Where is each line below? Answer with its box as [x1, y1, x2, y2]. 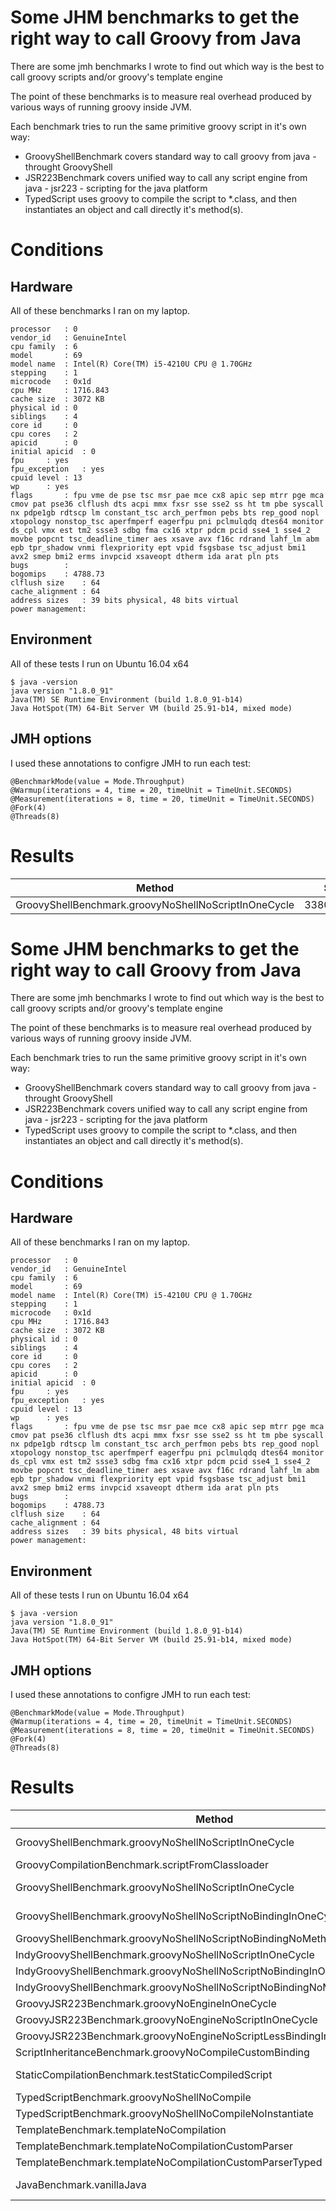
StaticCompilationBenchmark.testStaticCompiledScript [15, 2068, 273, 2081]
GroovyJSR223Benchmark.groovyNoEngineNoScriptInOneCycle [15, 2013, 318, 2026]
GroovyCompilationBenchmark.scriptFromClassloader [15, 1858, 269, 1871]
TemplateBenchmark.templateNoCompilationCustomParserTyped [15, 2156, 323, 2169]
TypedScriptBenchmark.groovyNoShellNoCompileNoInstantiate [15, 2107, 314, 2120]
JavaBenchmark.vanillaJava [15, 2178, 147, 2191]
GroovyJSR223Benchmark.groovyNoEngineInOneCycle [15, 1997, 277, 2010]
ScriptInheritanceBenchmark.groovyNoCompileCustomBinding [15, 2046, 310, 2059]
